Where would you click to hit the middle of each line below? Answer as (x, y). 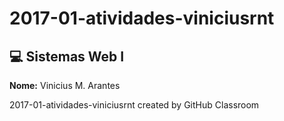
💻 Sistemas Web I (67, 56)
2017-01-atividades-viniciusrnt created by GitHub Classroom (134, 105)
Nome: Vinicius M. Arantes (65, 85)
